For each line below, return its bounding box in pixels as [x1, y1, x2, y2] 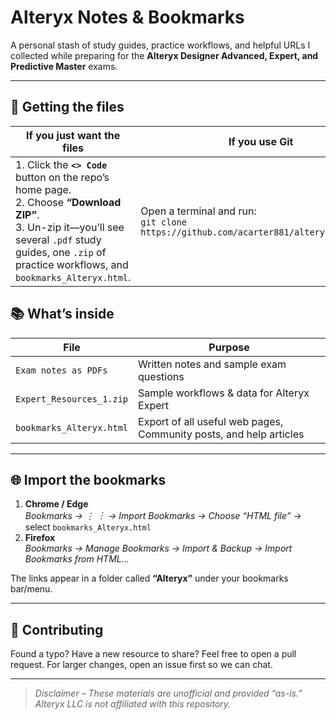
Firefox [24, 532, 56, 544]
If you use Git [228, 134, 294, 148]
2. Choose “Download [15, 195, 122, 209]
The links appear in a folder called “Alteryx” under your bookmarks [10, 572, 289, 585]
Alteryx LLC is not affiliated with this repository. [34, 698, 232, 710]
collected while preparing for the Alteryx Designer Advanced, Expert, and [10, 49, 319, 61]
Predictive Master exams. [10, 60, 118, 72]
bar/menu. [10, 583, 53, 595]
